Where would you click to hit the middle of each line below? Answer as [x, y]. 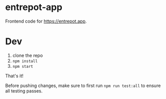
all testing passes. [24, 91]
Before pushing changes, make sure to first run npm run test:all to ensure [83, 85]
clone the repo [28, 55]
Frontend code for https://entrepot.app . [46, 21]
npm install [25, 61]
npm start [23, 66]
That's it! [14, 76]
